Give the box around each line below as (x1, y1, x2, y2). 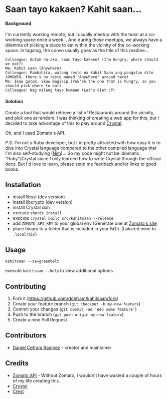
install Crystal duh (12, 204, 50, 211)
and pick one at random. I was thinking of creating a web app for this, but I (5, 115, 159, 121)
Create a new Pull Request (12, 317, 68, 323)
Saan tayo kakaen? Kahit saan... (5, 4, 142, 15)
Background (5, 20, 32, 26)
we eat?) (5, 62, 24, 67)
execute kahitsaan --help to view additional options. (5, 268, 114, 274)
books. (5, 166, 20, 172)
